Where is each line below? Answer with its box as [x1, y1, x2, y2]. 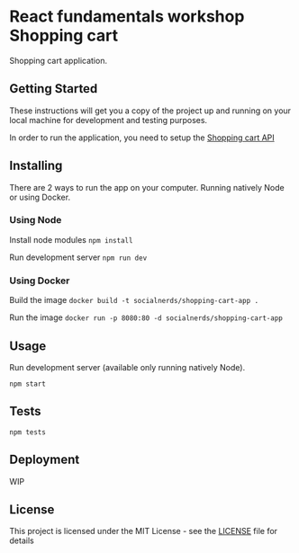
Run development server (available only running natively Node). [9, 361, 246, 372]
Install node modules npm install [9, 234, 133, 245]
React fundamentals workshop [9, 6, 245, 27]
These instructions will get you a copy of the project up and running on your [9, 105, 291, 116]
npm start [9, 379, 47, 388]
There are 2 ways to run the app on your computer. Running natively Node [9, 182, 285, 192]
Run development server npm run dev [9, 252, 148, 263]
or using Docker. [9, 192, 70, 202]
